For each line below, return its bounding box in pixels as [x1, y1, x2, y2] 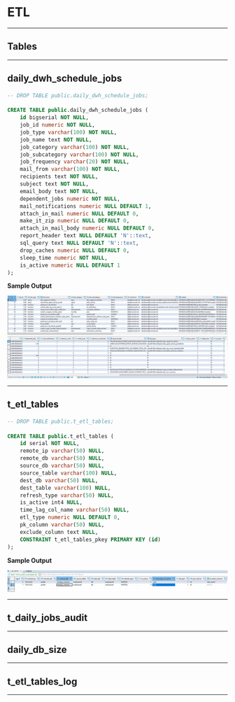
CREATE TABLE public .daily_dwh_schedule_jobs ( [7, 106, 149, 114]
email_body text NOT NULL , [20, 188, 99, 195]
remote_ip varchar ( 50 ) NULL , [20, 447, 105, 455]
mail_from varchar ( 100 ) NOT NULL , [20, 166, 120, 173]
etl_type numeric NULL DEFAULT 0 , [20, 514, 120, 521]
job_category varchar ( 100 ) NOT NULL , [20, 143, 130, 150]
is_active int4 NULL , [20, 499, 83, 506]
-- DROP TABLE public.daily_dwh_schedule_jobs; [7, 92, 149, 99]
